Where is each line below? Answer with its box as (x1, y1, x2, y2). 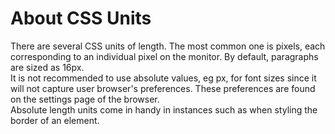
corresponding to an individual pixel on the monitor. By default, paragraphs (10, 50, 319, 62)
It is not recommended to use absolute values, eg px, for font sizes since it (10, 72, 317, 84)
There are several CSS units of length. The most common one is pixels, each (10, 40, 326, 52)
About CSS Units (10, 7, 152, 30)
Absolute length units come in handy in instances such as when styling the (10, 103, 318, 116)
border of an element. (10, 114, 100, 126)
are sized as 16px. (10, 61, 85, 73)
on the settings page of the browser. (10, 93, 160, 105)
